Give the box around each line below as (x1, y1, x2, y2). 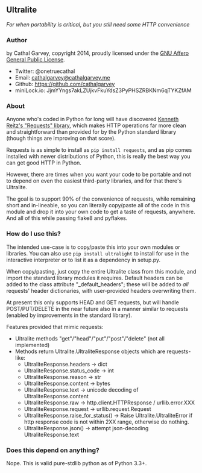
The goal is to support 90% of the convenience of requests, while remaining (6, 195, 196, 202)
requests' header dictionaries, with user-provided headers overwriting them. (6, 287, 196, 294)
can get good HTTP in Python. (6, 159, 81, 166)
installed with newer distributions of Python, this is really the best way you (6, 153, 191, 160)
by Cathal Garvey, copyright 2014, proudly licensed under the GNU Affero (6, 49, 189, 57)
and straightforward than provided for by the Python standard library (6, 128, 177, 136)
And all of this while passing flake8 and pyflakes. (6, 215, 128, 222)
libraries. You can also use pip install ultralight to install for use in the (6, 249, 189, 257)
